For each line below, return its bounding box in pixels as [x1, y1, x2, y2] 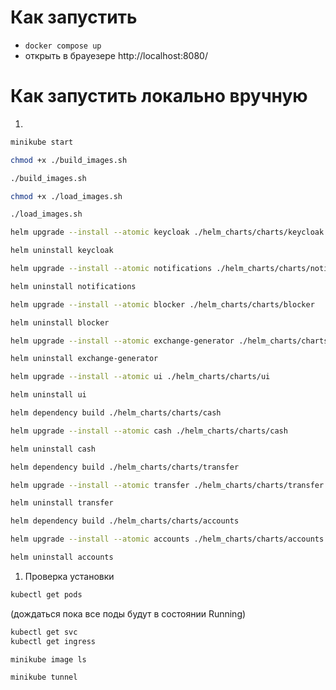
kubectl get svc [10, 627, 78, 637]
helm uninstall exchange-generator [10, 354, 159, 364]
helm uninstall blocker [10, 317, 110, 328]
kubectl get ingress [10, 636, 97, 646]
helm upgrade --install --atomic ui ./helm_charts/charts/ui [10, 372, 271, 382]
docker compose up [24, 41, 102, 51]
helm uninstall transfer [10, 498, 114, 508]
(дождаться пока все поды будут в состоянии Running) [10, 607, 247, 620]
